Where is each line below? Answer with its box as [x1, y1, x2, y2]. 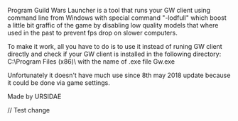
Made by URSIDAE [7, 92, 62, 100]
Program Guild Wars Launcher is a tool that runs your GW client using [7, 6, 211, 14]
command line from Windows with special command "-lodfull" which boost [7, 13, 227, 22]
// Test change [7, 106, 50, 114]
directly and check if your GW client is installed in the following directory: [7, 50, 222, 58]
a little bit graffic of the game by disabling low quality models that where [7, 21, 219, 29]
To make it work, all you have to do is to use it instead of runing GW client [7, 42, 222, 50]
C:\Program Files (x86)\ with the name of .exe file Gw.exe [7, 57, 175, 66]
